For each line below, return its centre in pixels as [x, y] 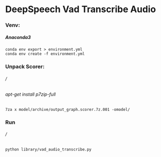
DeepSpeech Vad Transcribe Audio [80, 9]
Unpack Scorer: [25, 67]
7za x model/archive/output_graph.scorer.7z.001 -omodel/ [68, 109]
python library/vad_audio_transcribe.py [49, 149]
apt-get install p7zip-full [30, 94]
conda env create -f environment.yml [45, 54]
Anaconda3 [18, 37]
